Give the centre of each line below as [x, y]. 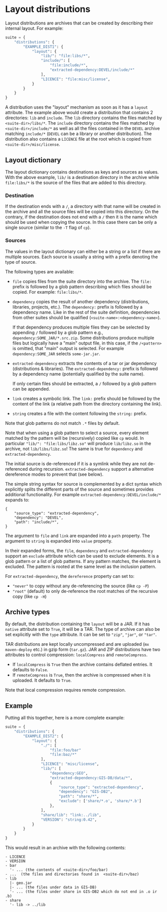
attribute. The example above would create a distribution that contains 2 [79, 113]
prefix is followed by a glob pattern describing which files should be [82, 286]
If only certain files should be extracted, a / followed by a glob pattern [84, 383]
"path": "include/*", [36, 522]
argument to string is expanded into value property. [59, 541]
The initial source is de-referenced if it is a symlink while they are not [76, 463]
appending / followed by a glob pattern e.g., [58, 332]
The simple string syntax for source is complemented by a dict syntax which [83, 484]
